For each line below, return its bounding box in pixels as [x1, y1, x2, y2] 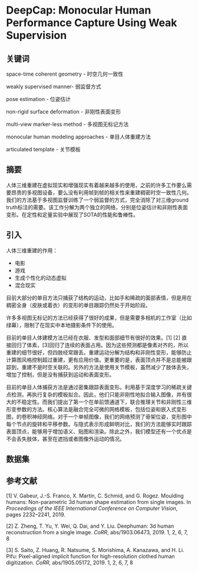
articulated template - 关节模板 [6, 146, 81, 152]
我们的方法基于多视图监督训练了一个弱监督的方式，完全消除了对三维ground [6, 196, 189, 203]
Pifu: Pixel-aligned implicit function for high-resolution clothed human [6, 552, 175, 560]
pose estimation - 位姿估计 [6, 96, 71, 102]
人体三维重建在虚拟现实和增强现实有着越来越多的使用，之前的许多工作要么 [6, 181, 187, 188]
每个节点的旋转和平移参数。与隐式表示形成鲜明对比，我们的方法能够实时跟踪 [6, 420, 192, 427]
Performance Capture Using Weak [6, 16, 177, 30]
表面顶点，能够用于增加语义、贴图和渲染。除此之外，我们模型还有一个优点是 [6, 428, 192, 435]
